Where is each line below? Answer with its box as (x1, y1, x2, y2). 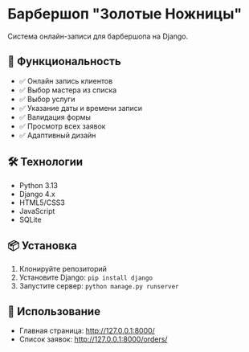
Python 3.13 (18, 180, 58, 190)
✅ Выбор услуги (18, 94, 76, 104)
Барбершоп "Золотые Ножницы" (7, 5, 243, 23)
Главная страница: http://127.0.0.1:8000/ (18, 326, 156, 336)
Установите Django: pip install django (18, 272, 153, 282)
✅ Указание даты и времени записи (18, 103, 142, 113)
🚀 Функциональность (7, 55, 121, 68)
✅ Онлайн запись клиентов (18, 76, 113, 85)
